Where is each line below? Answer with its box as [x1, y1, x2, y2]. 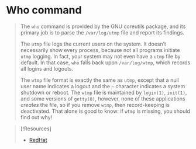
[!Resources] [20, 125, 51, 132]
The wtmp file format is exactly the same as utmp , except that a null [20, 77, 180, 84]
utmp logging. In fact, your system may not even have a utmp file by [20, 53, 181, 60]
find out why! [20, 113, 53, 120]
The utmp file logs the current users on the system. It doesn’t [20, 40, 167, 47]
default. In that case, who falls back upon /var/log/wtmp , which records [20, 59, 191, 66]
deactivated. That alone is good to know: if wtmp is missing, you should [20, 108, 190, 115]
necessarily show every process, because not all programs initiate [20, 46, 180, 53]
